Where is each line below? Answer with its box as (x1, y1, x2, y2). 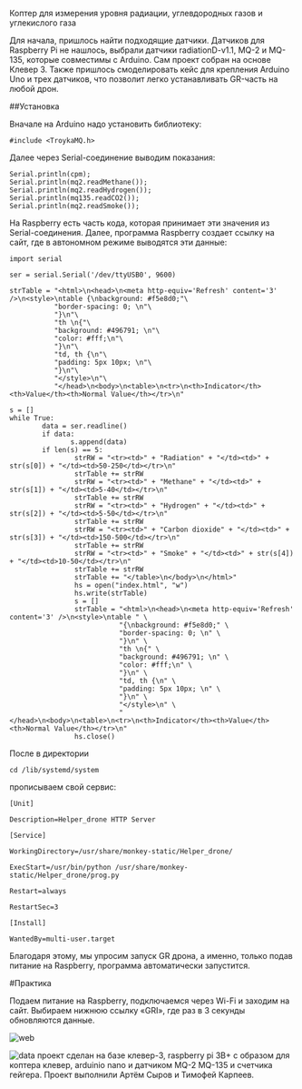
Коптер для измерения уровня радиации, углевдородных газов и (9, 8, 263, 18)
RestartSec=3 (9, 902, 59, 912)
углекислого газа (9, 17, 77, 28)
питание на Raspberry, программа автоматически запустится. (9, 960, 251, 971)
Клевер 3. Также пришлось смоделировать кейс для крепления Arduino (9, 64, 290, 75)
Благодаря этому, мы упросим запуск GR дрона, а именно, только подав (9, 951, 293, 961)
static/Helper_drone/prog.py (9, 871, 120, 880)
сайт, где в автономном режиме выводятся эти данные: (9, 237, 228, 247)
